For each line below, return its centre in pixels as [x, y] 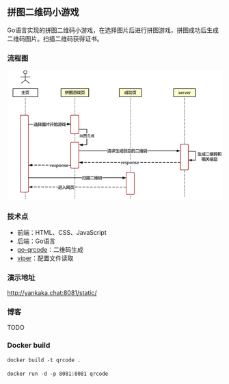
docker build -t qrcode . [44, 360]
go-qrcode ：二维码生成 [50, 250]
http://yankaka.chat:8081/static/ [52, 293]
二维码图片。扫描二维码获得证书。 [55, 38]
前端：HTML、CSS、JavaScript [62, 233]
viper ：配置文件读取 [45, 258]
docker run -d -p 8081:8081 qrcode [58, 374]
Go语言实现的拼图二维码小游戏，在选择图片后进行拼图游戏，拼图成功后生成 [113, 30]
